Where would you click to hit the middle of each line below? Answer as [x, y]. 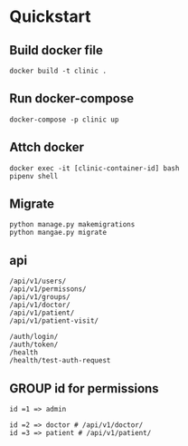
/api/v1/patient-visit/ [54, 321]
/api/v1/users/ [38, 281]
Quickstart [51, 17]
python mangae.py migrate [58, 233]
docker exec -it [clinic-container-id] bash [94, 168]
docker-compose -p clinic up [64, 120]
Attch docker [47, 147]
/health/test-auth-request [60, 361]
